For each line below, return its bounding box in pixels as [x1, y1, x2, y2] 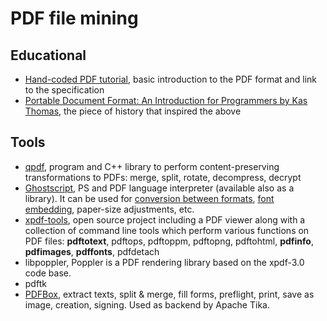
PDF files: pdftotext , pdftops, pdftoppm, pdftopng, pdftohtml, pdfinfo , [24, 235, 314, 247]
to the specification [24, 84, 105, 96]
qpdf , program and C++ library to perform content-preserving [24, 160, 280, 172]
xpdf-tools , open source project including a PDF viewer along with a [24, 213, 306, 226]
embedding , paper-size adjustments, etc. [24, 203, 195, 215]
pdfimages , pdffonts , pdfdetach [24, 245, 160, 257]
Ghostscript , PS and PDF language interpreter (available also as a [24, 182, 295, 194]
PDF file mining [10, 7, 139, 30]
